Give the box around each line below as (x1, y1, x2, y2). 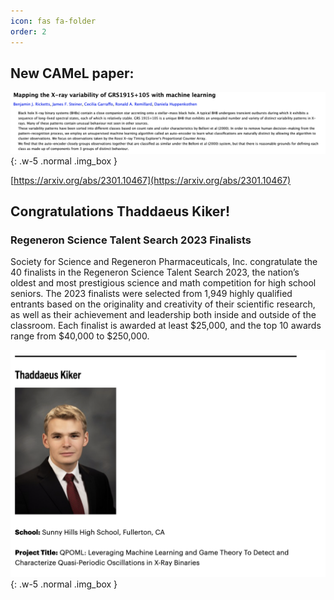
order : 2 (10, 26, 47, 37)
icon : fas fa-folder (10, 16, 97, 26)
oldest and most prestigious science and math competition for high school (10, 277, 317, 289)
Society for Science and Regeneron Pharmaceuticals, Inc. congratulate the (10, 256, 318, 268)
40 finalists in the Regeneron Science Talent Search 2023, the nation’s (10, 266, 300, 279)
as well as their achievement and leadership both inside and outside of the (10, 309, 317, 321)
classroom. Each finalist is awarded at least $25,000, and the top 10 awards (10, 320, 322, 332)
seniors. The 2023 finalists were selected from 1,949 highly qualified (10, 288, 293, 300)
